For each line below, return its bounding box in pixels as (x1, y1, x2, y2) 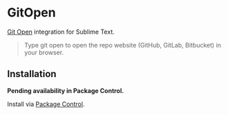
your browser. (23, 48, 64, 56)
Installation (7, 68, 57, 80)
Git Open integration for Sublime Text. (7, 28, 115, 36)
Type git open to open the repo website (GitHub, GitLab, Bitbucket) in (23, 41, 222, 49)
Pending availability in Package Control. (7, 86, 124, 94)
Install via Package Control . (7, 100, 85, 108)
